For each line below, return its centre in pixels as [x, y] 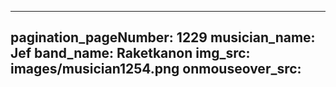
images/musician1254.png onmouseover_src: [156, 69]
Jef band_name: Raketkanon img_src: [130, 53]
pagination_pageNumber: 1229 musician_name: [163, 37]
